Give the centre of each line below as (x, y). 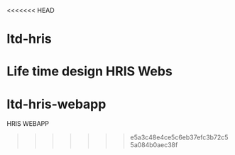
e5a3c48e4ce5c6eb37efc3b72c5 (179, 137)
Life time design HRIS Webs (90, 71)
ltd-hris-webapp (56, 104)
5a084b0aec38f (154, 145)
